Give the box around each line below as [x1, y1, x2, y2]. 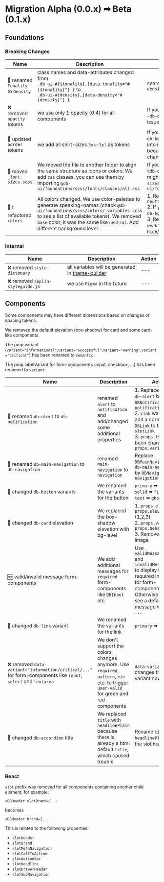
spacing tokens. [5, 317, 38, 323]
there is [97, 734, 115, 740]
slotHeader [12, 836, 35, 841]
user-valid [97, 685, 123, 691]
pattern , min [97, 673, 125, 680]
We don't [97, 636, 118, 643]
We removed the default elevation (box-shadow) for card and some [5, 327, 141, 333]
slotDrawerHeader [12, 867, 48, 872]
